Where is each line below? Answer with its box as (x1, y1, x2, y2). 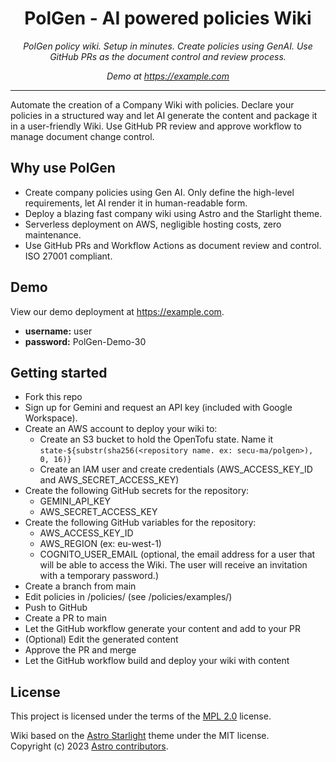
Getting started (10, 364, 108, 381)
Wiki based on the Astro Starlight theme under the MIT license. (10, 730, 270, 742)
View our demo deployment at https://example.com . (10, 305, 225, 317)
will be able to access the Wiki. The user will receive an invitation (39, 559, 308, 571)
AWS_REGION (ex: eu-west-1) (39, 538, 162, 550)
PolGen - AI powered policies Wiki (24, 7, 312, 30)
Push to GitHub (24, 602, 88, 614)
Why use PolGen (10, 160, 116, 177)
